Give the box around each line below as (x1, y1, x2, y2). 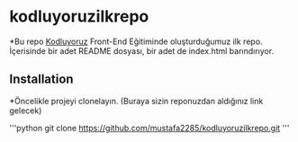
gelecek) (9, 105, 42, 116)
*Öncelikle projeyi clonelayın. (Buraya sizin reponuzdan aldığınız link (9, 95, 264, 106)
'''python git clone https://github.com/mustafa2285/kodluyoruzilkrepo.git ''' (9, 122, 290, 133)
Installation (9, 72, 74, 87)
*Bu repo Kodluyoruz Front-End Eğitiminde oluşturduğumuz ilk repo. (9, 36, 263, 47)
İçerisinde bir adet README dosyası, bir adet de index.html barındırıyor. (9, 45, 275, 56)
